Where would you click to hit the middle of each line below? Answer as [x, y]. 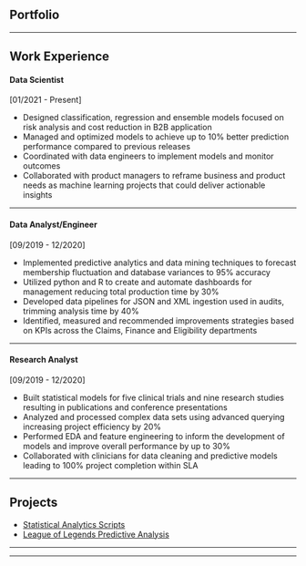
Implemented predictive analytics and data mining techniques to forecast [159, 262]
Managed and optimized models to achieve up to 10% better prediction [156, 137]
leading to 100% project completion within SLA [110, 465]
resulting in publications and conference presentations [125, 407]
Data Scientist [37, 79]
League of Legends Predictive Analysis [96, 534]
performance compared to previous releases [107, 147]
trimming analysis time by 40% [81, 311]
